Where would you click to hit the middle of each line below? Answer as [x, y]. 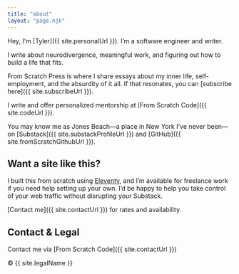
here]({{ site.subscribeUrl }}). [51, 91]
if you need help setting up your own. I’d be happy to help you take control [117, 189]
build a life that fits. [36, 62]
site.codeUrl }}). [31, 112]
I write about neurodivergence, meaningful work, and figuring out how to [114, 55]
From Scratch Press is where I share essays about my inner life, [101, 76]
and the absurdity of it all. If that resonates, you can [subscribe [139, 83]
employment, [27, 83]
